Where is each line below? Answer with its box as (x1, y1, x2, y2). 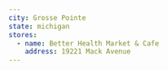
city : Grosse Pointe (8, 13, 87, 23)
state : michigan (8, 22, 70, 31)
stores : (8, 30, 38, 39)
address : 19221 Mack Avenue (25, 47, 131, 56)
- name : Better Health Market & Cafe (16, 38, 160, 48)
